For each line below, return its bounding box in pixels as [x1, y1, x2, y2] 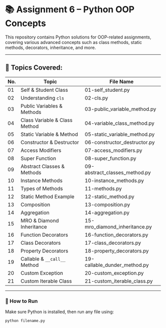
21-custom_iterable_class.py [84, 277, 153, 284]
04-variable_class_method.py [84, 119, 155, 126]
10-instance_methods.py [84, 177, 144, 184]
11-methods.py [84, 185, 122, 192]
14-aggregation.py [84, 209, 130, 216]
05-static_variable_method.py [84, 131, 155, 138]
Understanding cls [20, 94, 64, 101]
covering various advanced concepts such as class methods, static [5, 39, 142, 45]
